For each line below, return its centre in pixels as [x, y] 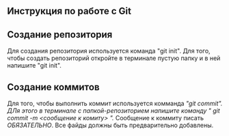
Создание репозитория [60, 35]
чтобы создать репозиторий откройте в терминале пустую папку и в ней [114, 58]
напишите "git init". [34, 66]
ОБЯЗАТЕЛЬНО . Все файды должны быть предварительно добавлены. [110, 125]
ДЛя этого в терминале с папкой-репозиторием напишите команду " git [113, 111]
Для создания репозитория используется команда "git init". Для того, [109, 51]
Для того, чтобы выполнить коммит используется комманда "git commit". [115, 104]
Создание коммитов [53, 87]
